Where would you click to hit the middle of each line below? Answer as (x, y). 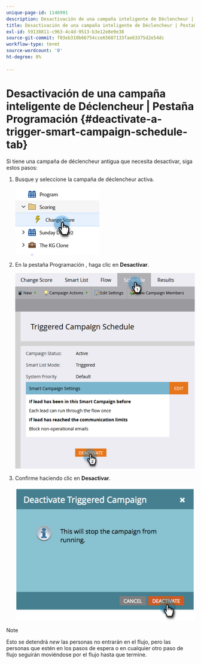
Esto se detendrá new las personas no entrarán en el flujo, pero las (89, 642)
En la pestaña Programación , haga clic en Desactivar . (82, 264)
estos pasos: (22, 167)
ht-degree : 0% (24, 57)
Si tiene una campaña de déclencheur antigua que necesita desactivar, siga (99, 161)
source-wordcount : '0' (34, 51)
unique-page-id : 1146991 (37, 13)
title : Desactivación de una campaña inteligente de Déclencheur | (92, 25)
